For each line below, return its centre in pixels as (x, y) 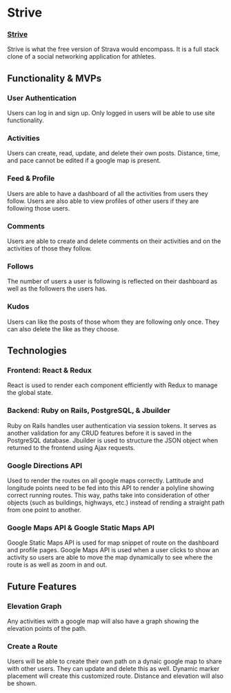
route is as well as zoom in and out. (57, 565)
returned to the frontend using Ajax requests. (71, 447)
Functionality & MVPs (54, 78)
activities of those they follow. (49, 248)
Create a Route (32, 646)
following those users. (39, 208)
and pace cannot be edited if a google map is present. (84, 161)
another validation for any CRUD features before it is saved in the (99, 433)
